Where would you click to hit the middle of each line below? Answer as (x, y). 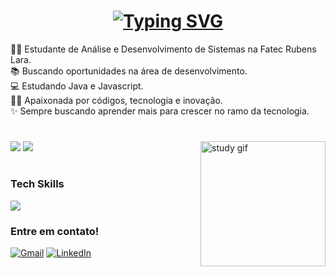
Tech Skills (37, 184)
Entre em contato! (55, 231)
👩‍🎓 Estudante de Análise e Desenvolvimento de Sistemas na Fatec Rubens (163, 49)
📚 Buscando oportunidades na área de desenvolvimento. (129, 71)
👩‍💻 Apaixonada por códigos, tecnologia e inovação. (116, 100)
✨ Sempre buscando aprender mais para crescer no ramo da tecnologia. (160, 111)
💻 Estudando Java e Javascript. (77, 86)
